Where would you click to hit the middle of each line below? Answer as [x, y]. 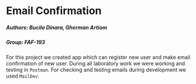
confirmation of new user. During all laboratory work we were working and [96, 63]
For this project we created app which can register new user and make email [98, 57]
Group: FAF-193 [26, 42]
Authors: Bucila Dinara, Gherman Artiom [57, 27]
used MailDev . [23, 76]
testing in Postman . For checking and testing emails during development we [96, 69]
